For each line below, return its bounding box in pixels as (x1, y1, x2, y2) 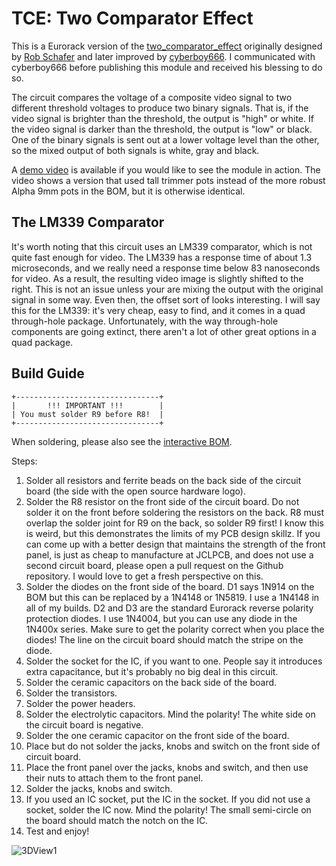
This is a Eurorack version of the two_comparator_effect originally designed (11, 40, 323, 52)
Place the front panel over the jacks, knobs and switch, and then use (25, 761, 309, 773)
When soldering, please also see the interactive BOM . (11, 435, 233, 447)
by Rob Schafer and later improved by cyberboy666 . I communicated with (11, 50, 316, 62)
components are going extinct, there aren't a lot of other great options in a (11, 325, 317, 337)
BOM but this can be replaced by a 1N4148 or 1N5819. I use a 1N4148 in (25, 591, 320, 603)
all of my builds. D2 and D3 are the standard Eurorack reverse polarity (25, 602, 314, 614)
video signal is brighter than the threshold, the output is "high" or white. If (11, 112, 314, 124)
